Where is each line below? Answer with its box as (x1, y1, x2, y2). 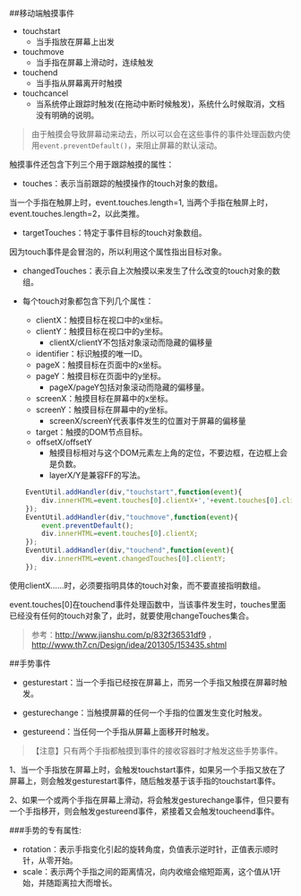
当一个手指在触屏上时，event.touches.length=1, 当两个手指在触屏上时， (9, 197, 273, 208)
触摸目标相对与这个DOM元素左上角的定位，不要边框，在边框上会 (48, 447, 288, 458)
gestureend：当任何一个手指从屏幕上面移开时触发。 (21, 726, 214, 737)
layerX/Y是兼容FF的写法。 (48, 470, 146, 480)
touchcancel (21, 88, 69, 99)
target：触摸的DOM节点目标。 (35, 426, 148, 437)
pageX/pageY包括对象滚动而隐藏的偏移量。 (48, 382, 210, 392)
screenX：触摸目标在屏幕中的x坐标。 (35, 393, 173, 403)
